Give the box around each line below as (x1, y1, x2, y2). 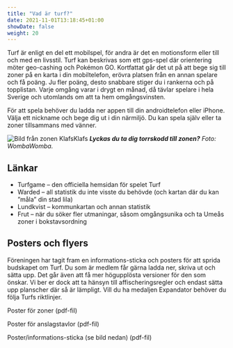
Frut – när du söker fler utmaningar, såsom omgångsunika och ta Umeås (17, 210, 225, 219)
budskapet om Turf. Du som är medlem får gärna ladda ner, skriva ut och (7, 263, 216, 272)
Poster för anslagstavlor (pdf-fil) (7, 320, 99, 328)
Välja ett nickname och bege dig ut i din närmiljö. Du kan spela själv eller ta (7, 114, 221, 122)
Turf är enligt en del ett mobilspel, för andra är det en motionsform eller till (7, 49, 219, 57)
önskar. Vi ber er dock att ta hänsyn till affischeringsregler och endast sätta (7, 278, 223, 286)
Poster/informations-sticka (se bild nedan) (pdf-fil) (7, 333, 152, 341)
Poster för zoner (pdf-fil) (7, 306, 78, 315)
